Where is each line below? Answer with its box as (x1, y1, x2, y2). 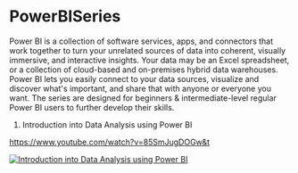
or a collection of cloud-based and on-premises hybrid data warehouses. (9, 64, 278, 75)
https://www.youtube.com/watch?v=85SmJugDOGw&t (9, 136, 211, 147)
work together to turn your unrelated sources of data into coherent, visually (9, 45, 286, 55)
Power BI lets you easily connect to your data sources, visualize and (9, 73, 260, 84)
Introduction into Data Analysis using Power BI (21, 119, 193, 130)
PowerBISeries (9, 6, 121, 27)
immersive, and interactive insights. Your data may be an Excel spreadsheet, (9, 54, 290, 65)
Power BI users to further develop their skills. (9, 102, 175, 112)
